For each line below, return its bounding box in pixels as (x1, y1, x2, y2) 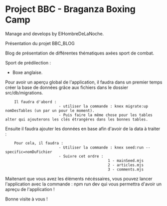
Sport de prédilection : (5, 59, 51, 65)
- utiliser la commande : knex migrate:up (58, 103, 149, 108)
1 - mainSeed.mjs (108, 158, 144, 163)
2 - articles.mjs (108, 162, 144, 167)
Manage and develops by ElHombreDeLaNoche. (5, 30, 104, 36)
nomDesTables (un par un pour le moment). (5, 108, 95, 113)
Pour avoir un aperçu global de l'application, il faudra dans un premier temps (5, 79, 163, 85)
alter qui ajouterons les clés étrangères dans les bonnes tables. (5, 116, 149, 122)
